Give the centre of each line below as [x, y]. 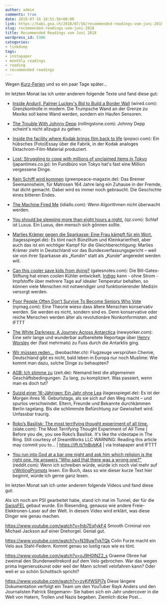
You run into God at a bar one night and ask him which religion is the [82, 454]
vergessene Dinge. [32, 169]
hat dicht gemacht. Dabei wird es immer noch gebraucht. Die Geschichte [87, 189]
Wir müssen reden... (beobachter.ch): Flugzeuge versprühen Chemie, [83, 352]
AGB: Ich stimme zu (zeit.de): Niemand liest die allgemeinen [74, 372]
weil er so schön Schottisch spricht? [42, 571]
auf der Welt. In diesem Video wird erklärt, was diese [96, 511]
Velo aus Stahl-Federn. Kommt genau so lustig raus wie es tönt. [70, 546]
